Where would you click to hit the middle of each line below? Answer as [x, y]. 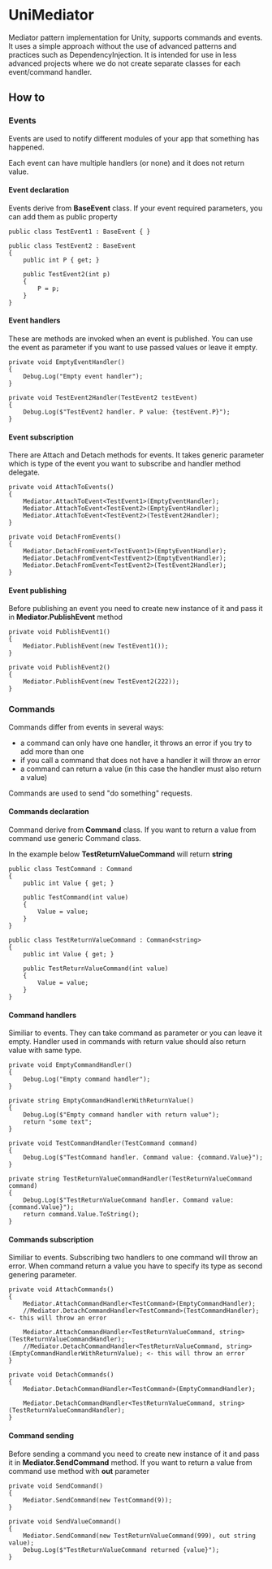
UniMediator [52, 15]
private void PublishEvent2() [60, 668]
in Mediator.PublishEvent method [66, 617]
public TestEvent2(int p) [67, 274]
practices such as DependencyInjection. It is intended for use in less [123, 54]
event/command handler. [50, 72]
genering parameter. [43, 1275]
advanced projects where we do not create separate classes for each [125, 63]
